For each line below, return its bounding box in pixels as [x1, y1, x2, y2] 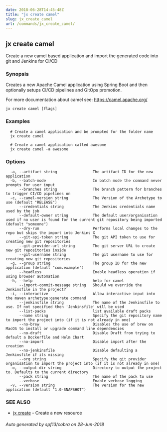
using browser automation [5, 274, 59, 279]
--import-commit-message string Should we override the [18, 282, 142, 288]
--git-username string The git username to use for [18, 252, 154, 257]
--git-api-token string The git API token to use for [18, 234, 156, 239]
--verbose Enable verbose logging [18, 378, 142, 383]
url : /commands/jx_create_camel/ [5, 21, 75, 26]
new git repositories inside [5, 247, 66, 253]
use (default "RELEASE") [5, 200, 57, 205]
